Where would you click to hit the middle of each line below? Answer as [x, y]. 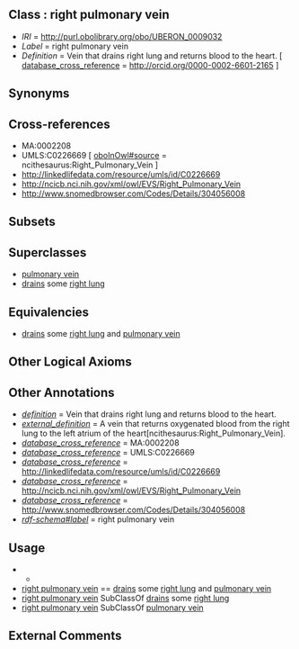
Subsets [32, 222]
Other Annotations [62, 392]
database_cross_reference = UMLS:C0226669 [108, 453]
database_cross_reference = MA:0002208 [101, 443]
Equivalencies [48, 312]
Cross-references [60, 124]
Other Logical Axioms [70, 362]
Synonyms [39, 94]
